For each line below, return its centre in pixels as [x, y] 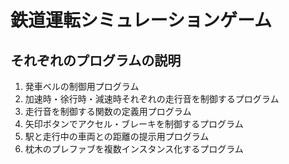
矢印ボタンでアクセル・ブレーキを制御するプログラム [134, 124]
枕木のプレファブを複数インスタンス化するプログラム [134, 149]
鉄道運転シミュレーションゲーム [141, 20]
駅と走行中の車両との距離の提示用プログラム [117, 136]
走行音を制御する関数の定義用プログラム [108, 111]
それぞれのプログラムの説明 [96, 60]
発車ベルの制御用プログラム [82, 86]
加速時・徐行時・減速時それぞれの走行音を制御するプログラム [152, 99]
